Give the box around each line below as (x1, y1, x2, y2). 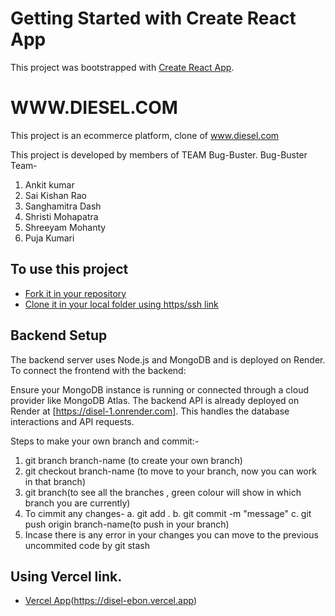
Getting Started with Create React (10, 7, 297, 30)
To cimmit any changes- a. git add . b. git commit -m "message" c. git (24, 507, 312, 519)
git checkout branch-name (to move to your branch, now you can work (24, 465, 317, 477)
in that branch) (24, 475, 86, 487)
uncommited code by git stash (24, 539, 151, 551)
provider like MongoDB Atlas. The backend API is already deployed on (10, 394, 300, 406)
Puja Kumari (24, 232, 75, 244)
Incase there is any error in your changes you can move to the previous (24, 528, 319, 541)
